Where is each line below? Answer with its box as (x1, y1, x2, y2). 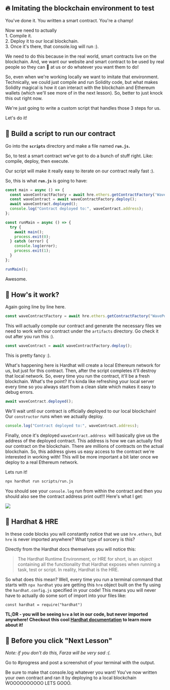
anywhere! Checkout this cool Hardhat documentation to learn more (5, 616, 152, 622)
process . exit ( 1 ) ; (14, 248, 51, 253)
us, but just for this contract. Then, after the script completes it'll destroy (5, 367, 157, 374)
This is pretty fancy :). (5, 352, 51, 358)
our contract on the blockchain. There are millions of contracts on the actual (5, 443, 164, 449)
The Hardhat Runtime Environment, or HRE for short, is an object (17, 556, 153, 562)
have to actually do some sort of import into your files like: (5, 592, 126, 599)
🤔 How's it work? (5, 291, 60, 299)
